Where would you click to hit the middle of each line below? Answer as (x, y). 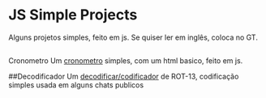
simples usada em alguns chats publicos (76, 85)
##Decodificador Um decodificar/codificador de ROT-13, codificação (124, 77)
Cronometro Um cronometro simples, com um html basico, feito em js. (126, 61)
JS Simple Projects (73, 15)
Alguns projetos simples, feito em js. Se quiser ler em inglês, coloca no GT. (133, 37)
